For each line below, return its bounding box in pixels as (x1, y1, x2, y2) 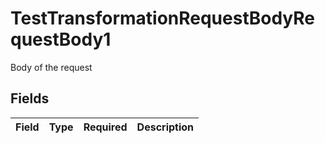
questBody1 (10, 28, 112, 51)
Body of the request (10, 61, 93, 73)
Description (136, 120, 195, 134)
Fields (10, 90, 50, 107)
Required (83, 120, 128, 134)
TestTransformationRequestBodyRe (10, 7, 316, 30)
